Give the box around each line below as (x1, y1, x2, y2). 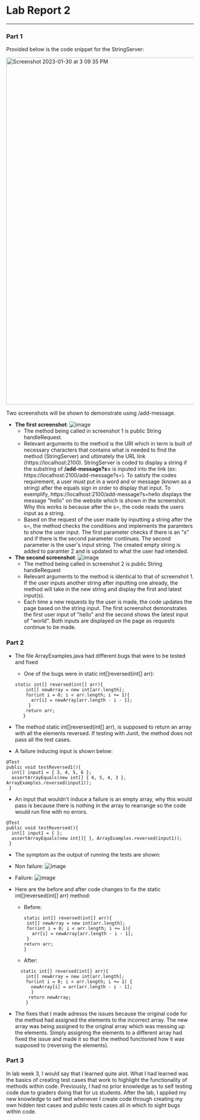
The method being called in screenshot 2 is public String (23, 561, 162, 568)
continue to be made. (23, 624, 76, 631)
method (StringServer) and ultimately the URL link (23, 453, 146, 460)
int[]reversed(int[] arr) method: (14, 892, 90, 899)
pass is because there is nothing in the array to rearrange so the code (14, 802, 186, 809)
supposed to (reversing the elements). (14, 1041, 109, 1049)
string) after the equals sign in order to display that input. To (23, 484, 171, 491)
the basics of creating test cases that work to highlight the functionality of (6, 1076, 187, 1083)
